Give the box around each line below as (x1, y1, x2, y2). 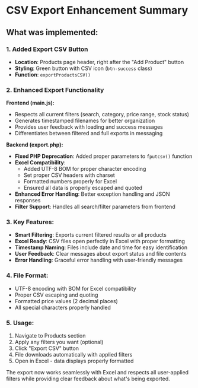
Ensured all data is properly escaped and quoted (23, 185, 143, 192)
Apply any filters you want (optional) (14, 339, 104, 346)
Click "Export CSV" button (14, 345, 79, 352)
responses (14, 197, 41, 204)
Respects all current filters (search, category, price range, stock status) (14, 111, 190, 118)
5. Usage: (6, 319, 34, 327)
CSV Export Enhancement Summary (6, 4, 189, 17)
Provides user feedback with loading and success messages (14, 123, 163, 131)
